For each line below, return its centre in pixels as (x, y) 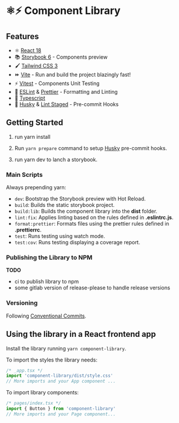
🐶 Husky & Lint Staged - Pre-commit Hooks (66, 104)
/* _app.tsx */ (24, 370)
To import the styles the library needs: (52, 360)
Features (22, 36)
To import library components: (42, 393)
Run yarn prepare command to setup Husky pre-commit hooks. (91, 148)
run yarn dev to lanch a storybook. (56, 159)
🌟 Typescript (30, 98)
